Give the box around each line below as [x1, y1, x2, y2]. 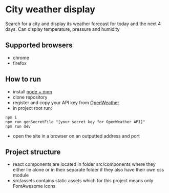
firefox [12, 60, 27, 66]
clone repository [12, 94, 48, 100]
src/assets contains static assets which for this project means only [12, 178, 154, 184]
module [12, 172, 29, 178]
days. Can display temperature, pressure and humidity [5, 26, 120, 32]
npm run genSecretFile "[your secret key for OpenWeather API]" [5, 119, 145, 124]
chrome [12, 54, 29, 61]
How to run [5, 75, 41, 84]
